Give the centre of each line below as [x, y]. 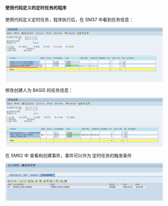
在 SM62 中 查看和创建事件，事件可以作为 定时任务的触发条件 [68, 155]
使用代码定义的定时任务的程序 [36, 7]
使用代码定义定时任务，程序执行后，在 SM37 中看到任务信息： [69, 19]
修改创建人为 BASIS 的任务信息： [39, 90]
